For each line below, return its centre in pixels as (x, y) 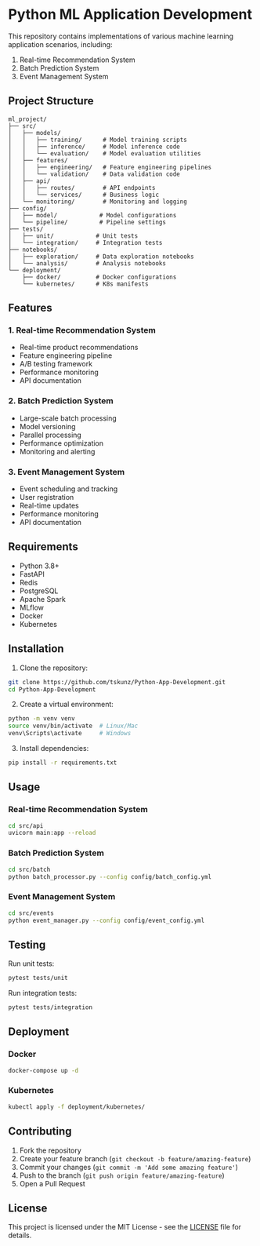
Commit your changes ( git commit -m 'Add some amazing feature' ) (129, 1167)
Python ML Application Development (130, 15)
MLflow (32, 607)
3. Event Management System (67, 472)
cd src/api (26, 825)
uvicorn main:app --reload (52, 833)
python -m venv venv (42, 719)
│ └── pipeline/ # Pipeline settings (87, 222)
